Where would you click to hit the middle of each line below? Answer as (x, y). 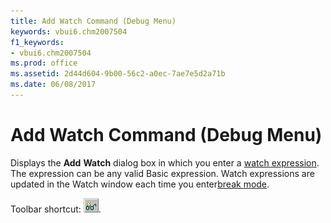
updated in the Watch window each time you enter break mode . (140, 184)
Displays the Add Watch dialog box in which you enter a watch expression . (165, 162)
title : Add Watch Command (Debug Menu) (93, 21)
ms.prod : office (44, 63)
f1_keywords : (37, 42)
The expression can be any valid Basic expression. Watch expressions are (162, 173)
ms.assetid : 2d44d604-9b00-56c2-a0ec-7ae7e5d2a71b (118, 74)
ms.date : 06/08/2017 (53, 85)
